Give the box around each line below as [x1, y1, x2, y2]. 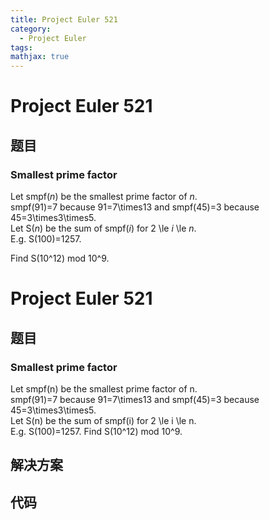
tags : [10, 42, 33, 53]
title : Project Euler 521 [10, 14, 118, 25]
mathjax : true [10, 52, 70, 62]
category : [10, 24, 52, 34]
